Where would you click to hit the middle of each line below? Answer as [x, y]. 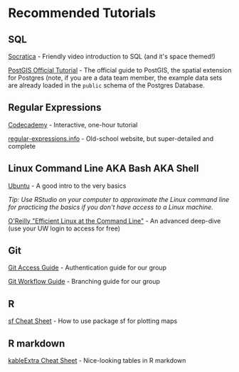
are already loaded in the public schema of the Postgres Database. [106, 85]
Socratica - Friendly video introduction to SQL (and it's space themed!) [112, 56]
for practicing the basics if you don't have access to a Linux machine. [111, 207]
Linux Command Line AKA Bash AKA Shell [103, 169]
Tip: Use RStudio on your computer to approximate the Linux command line [119, 199]
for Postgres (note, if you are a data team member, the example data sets [115, 78]
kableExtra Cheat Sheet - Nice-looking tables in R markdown [97, 361]
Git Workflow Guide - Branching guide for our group [84, 282]
